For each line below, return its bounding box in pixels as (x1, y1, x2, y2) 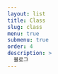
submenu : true (7, 37, 50, 44)
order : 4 (7, 43, 33, 50)
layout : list (7, 10, 46, 18)
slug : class (7, 23, 42, 30)
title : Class (7, 17, 46, 24)
